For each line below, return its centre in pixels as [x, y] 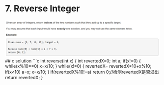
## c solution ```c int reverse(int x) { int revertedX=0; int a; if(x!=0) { [73, 61]
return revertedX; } [24, 78]
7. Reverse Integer [42, 9]
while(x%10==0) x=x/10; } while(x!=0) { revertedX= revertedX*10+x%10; [78, 66]
